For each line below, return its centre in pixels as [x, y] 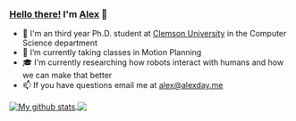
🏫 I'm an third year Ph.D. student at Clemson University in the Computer [154, 34]
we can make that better [67, 76]
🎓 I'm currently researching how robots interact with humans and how [153, 62]
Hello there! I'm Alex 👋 [59, 14]
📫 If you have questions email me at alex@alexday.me [123, 85]
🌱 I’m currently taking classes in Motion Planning [112, 52]
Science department [60, 43]
